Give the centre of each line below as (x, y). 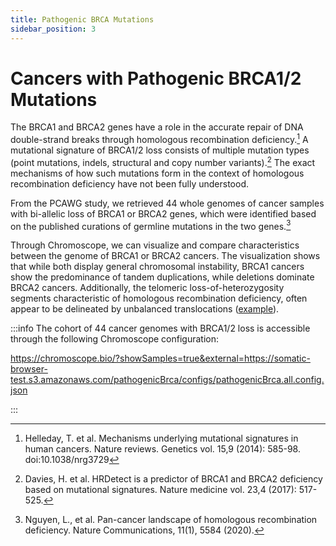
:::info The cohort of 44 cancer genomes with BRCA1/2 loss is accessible (160, 328)
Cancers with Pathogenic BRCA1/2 (156, 78)
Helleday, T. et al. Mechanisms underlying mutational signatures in (161, 438)
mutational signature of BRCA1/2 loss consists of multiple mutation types (160, 150)
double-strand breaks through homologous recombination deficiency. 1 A (159, 139)
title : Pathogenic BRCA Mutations (82, 19)
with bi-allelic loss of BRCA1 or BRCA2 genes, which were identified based (163, 213)
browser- (29, 369)
